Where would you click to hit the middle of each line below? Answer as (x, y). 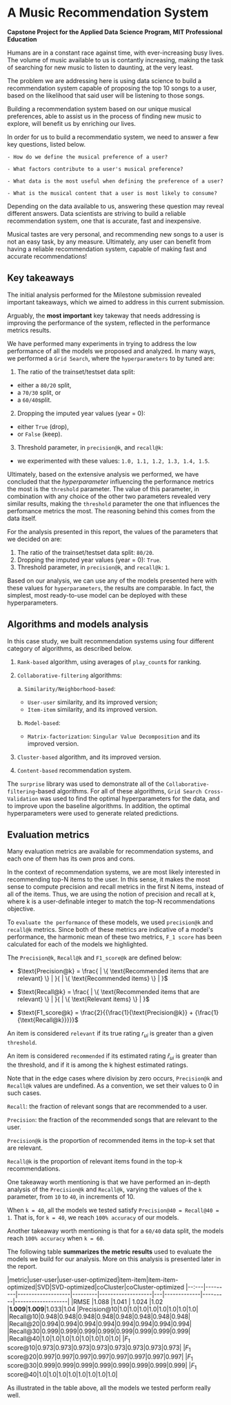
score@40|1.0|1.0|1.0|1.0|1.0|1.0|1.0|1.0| (62, 1375)
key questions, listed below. (47, 144)
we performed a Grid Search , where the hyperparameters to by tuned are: (111, 358)
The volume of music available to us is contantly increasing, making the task (115, 59)
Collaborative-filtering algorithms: (69, 675)
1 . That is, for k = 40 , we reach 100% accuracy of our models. (93, 1217)
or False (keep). (40, 434)
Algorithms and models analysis (78, 624)
